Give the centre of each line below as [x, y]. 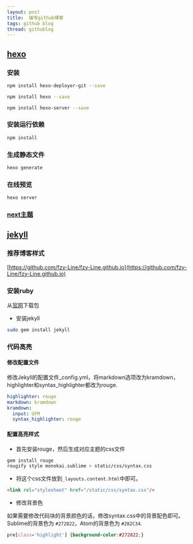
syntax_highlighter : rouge [47, 419]
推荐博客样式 [26, 253]
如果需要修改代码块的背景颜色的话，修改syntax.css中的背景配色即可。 [95, 516]
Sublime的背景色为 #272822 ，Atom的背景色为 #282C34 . [75, 523]
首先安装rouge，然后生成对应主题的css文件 [71, 449]
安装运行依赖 [26, 125]
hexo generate [25, 168]
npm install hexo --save [38, 97]
